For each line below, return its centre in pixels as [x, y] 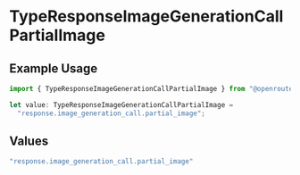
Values [29, 142]
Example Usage [54, 68]
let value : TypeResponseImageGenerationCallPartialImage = [121, 104]
